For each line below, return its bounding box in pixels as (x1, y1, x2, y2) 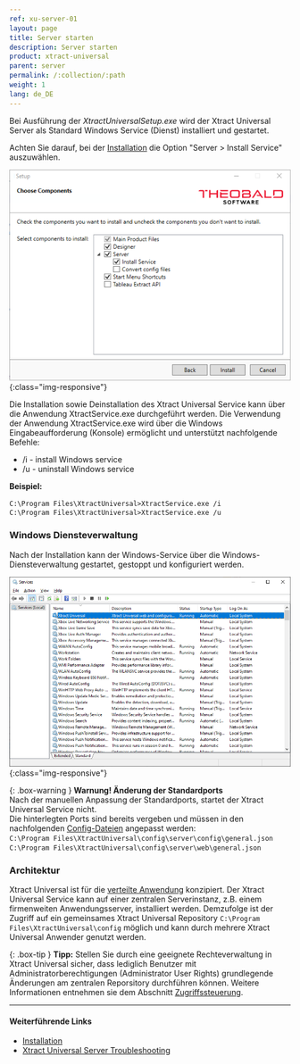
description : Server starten (9, 43, 118, 52)
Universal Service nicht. (9, 803, 97, 814)
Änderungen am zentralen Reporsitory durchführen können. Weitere (9, 977, 260, 988)
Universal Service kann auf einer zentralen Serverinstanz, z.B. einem (9, 894, 262, 904)
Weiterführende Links (9, 1016, 92, 1027)
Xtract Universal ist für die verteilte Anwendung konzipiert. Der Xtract (9, 884, 265, 894)
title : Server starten (9, 33, 94, 42)
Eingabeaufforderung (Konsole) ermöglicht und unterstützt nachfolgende (9, 428, 279, 438)
